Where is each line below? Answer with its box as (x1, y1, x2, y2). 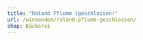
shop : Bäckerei (7, 22, 51, 29)
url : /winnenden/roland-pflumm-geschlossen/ (7, 16, 137, 23)
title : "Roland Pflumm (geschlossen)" (7, 9, 118, 17)
